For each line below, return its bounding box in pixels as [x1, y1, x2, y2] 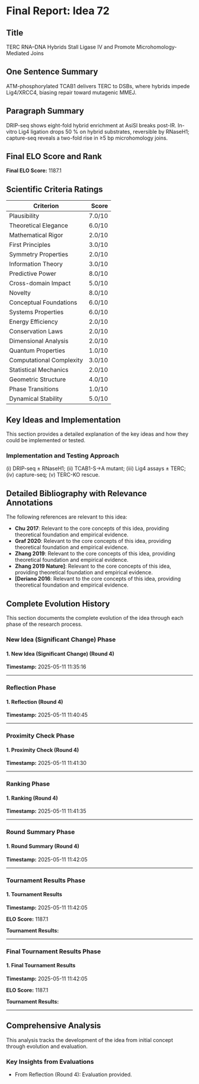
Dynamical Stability [9, 395, 63, 403]
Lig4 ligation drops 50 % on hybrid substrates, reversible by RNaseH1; [18, 128, 190, 135]
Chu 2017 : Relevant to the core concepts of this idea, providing [14, 525, 169, 532]
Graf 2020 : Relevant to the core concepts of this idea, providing [14, 538, 172, 545]
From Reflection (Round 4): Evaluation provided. [14, 1070, 132, 1078]
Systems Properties [9, 308, 64, 316]
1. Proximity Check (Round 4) [6, 746, 79, 753]
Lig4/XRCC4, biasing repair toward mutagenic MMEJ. [6, 89, 137, 96]
